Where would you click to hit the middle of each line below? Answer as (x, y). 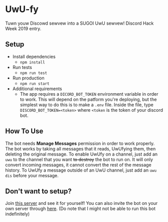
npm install (32, 62)
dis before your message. (32, 175)
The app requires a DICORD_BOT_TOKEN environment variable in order (89, 94)
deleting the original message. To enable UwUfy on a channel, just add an (81, 154)
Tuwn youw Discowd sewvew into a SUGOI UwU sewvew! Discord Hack (79, 23)
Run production (28, 78)
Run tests (22, 67)
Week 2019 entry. (23, 28)
